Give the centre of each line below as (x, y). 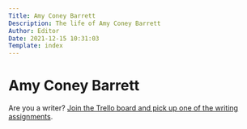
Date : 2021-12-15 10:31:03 (54, 38)
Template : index (36, 46)
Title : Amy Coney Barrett (52, 16)
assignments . (31, 117)
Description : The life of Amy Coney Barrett (85, 23)
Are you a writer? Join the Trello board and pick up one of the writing (123, 108)
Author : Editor (34, 31)
